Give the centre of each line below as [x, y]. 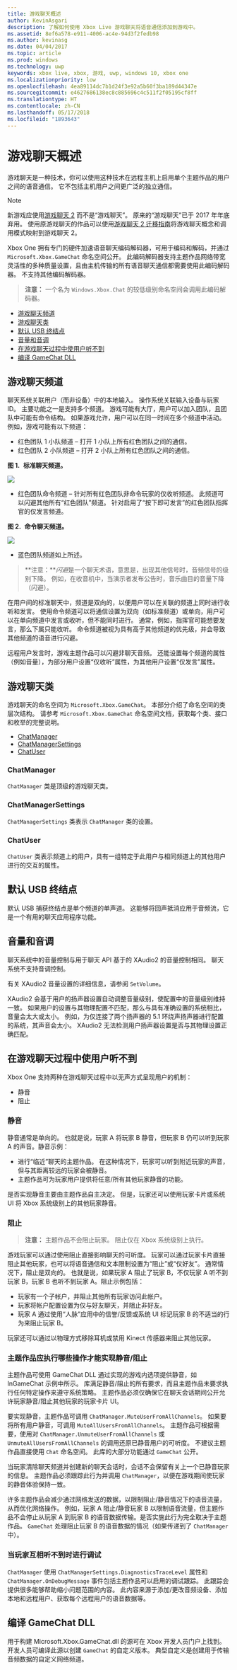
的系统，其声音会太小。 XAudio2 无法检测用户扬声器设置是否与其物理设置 [114, 1025]
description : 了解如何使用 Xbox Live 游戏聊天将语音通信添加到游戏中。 [103, 27]
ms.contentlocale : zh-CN [44, 106]
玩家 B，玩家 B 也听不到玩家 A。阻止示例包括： [76, 1282]
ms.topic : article [34, 54]
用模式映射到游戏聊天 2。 [44, 232]
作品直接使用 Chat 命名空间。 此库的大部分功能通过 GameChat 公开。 [105, 1452]
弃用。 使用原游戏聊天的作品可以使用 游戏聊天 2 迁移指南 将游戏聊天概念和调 [117, 224]
